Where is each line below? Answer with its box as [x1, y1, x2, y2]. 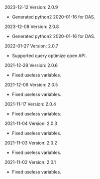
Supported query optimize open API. [11, 52, 87, 58]
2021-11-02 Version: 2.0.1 [4, 159, 56, 165]
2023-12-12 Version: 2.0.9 [4, 4, 58, 10]
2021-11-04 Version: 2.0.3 [4, 120, 58, 126]
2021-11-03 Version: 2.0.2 [4, 140, 58, 145]
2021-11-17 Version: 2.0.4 [4, 101, 56, 107]
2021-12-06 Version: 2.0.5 [4, 82, 58, 87]
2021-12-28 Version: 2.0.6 [4, 62, 58, 68]
